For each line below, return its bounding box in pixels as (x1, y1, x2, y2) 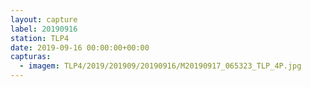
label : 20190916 (10, 24, 78, 34)
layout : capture (10, 14, 78, 25)
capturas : (10, 52, 52, 62)
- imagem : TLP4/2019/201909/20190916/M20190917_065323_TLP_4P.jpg (19, 61, 302, 71)
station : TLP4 (10, 33, 70, 43)
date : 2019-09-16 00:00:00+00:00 (10, 42, 150, 53)
